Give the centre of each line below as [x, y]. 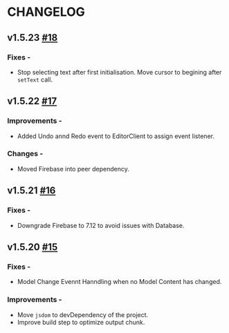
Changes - [25, 154]
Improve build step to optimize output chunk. [81, 322]
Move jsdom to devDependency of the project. [83, 314]
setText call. [35, 79]
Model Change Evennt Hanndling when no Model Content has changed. [119, 282]
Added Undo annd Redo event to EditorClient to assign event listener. [116, 136]
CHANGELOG [46, 12]
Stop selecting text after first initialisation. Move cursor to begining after [119, 72]
